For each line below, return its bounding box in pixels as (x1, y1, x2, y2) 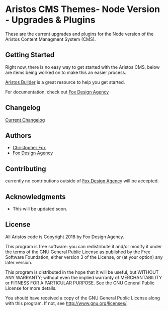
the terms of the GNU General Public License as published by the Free (5, 249, 151, 255)
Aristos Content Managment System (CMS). (5, 36, 96, 42)
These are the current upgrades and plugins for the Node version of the (5, 31, 154, 37)
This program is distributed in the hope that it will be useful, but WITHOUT (5, 269, 159, 275)
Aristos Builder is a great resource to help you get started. (5, 79, 125, 85)
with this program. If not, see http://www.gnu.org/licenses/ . (5, 300, 128, 306)
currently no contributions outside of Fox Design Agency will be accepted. (5, 178, 159, 184)
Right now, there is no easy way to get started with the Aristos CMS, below (5, 64, 160, 70)
